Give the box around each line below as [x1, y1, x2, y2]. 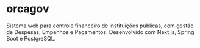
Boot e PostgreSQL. [6, 35, 56, 42]
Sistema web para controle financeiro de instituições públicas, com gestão [6, 22, 194, 29]
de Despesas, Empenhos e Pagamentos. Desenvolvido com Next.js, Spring [6, 28, 195, 35]
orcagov [6, 2, 50, 16]
